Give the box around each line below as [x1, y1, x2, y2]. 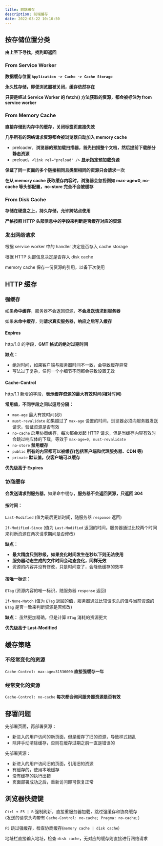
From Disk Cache [5, 196, 46, 203]
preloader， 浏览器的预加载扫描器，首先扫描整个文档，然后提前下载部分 [12, 145, 156, 150]
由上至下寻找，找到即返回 [5, 49, 57, 55]
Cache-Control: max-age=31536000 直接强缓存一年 [5, 668, 104, 674]
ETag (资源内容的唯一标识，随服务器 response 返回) [5, 588, 106, 593]
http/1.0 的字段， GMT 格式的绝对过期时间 [5, 341, 88, 347]
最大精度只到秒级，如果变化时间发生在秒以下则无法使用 [12, 551, 123, 557]
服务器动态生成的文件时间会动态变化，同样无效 [12, 557, 106, 563]
